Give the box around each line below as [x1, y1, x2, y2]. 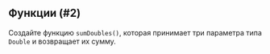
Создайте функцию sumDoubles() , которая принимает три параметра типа [8, 27, 262, 37]
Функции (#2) [8, 6, 81, 20]
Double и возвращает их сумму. [8, 36, 117, 46]
